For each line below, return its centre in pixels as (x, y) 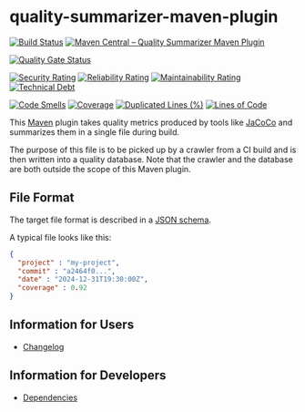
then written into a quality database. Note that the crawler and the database (151, 159)
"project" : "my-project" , (69, 263)
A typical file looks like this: (61, 237)
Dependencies (50, 397)
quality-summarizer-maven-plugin (144, 17)
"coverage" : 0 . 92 (53, 288)
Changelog (43, 346)
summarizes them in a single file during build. (95, 132)
